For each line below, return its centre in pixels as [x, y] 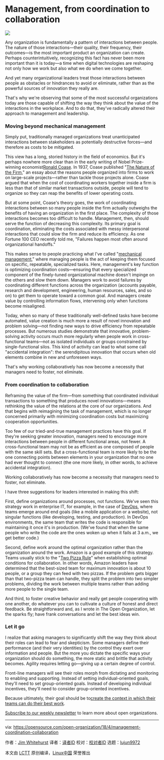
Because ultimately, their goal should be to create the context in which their [80, 698]
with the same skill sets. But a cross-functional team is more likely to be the [81, 452]
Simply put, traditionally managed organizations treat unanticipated [72, 137]
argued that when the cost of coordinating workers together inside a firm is [81, 183]
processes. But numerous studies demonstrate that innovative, [68, 331]
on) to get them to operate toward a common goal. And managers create [78, 296]
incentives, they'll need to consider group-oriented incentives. [68, 688]
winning [13, 167]
